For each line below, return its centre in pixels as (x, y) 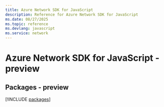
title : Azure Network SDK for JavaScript (49, 10)
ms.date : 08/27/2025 (27, 19)
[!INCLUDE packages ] (28, 99)
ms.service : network (27, 33)
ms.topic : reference (27, 24)
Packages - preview (37, 87)
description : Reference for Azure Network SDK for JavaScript (72, 15)
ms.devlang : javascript (30, 29)
